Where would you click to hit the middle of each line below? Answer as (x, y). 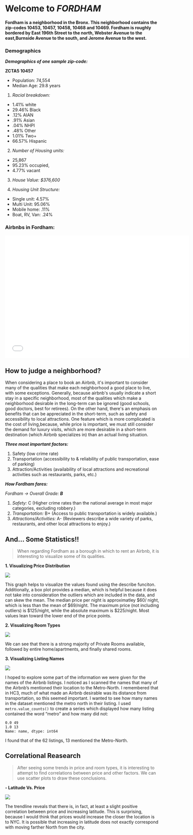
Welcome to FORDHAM (53, 9)
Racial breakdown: (31, 95)
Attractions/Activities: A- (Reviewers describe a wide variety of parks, (83, 519)
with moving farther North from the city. (45, 827)
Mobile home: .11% (31, 209)
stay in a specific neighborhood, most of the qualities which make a (73, 398)
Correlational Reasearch (43, 756)
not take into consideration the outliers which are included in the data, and (80, 595)
